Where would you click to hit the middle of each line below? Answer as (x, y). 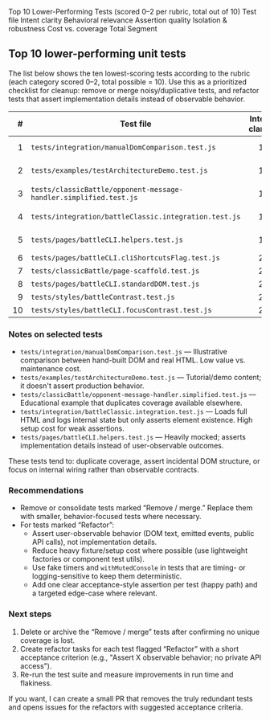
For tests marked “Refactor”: (67, 525)
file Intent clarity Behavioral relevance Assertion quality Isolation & (118, 20)
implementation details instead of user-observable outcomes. (122, 446)
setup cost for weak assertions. (72, 428)
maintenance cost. (51, 369)
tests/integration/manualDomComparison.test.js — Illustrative (123, 352)
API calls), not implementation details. (94, 542)
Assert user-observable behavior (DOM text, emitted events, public (143, 534)
